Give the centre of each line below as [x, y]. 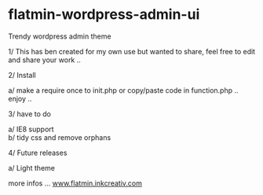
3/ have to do [30, 114]
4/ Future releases [38, 153]
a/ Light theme [31, 167]
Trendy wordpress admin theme [60, 36]
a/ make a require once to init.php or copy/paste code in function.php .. [123, 90]
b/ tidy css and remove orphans [60, 137]
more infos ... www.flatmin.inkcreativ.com [75, 183]
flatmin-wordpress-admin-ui [104, 15]
